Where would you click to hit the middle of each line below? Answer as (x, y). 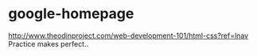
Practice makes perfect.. (49, 43)
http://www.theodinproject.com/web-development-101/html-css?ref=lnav (128, 35)
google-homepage (71, 14)
